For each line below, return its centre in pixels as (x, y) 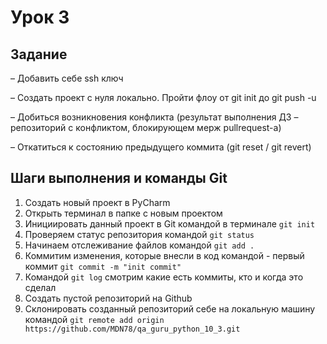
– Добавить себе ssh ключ (67, 78)
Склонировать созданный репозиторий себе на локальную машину (170, 308)
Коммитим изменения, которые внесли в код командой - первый (164, 255)
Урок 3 (40, 17)
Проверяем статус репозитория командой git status (139, 234)
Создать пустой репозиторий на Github (108, 298)
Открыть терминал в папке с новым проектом (123, 213)
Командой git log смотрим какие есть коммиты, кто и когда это (164, 277)
